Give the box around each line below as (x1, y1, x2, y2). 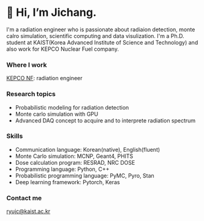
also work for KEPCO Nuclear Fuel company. (6, 45, 119, 53)
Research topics (6, 90, 56, 99)
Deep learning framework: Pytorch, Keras (15, 178, 121, 185)
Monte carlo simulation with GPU (15, 110, 99, 118)
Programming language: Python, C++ (15, 165, 110, 173)
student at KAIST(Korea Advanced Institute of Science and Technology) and (6, 39, 198, 46)
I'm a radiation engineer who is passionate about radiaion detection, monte (6, 26, 195, 33)
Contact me (6, 193, 42, 202)
